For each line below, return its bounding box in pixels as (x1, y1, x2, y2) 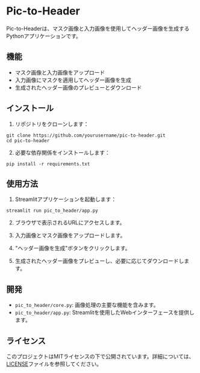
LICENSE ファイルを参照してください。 (6, 360, 102, 368)
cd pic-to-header (6, 137, 50, 144)
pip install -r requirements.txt (6, 161, 90, 167)
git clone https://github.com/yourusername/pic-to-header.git (6, 132, 166, 138)
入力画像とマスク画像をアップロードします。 (14, 232, 126, 239)
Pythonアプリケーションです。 (6, 32, 81, 40)
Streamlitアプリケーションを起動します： (14, 196, 116, 203)
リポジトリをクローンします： (14, 120, 89, 128)
